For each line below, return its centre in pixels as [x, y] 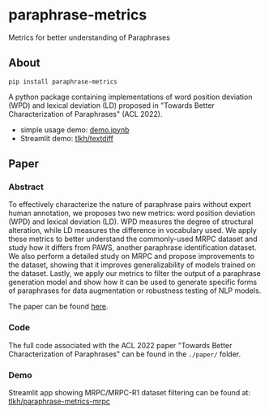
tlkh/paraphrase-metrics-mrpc [60, 401]
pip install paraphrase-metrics [63, 82]
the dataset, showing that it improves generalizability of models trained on [132, 265]
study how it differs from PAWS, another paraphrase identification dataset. [132, 248]
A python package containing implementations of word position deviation [130, 97]
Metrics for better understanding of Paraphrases [89, 37]
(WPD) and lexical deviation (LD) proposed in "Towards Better [111, 105]
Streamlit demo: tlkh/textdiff [66, 138]
